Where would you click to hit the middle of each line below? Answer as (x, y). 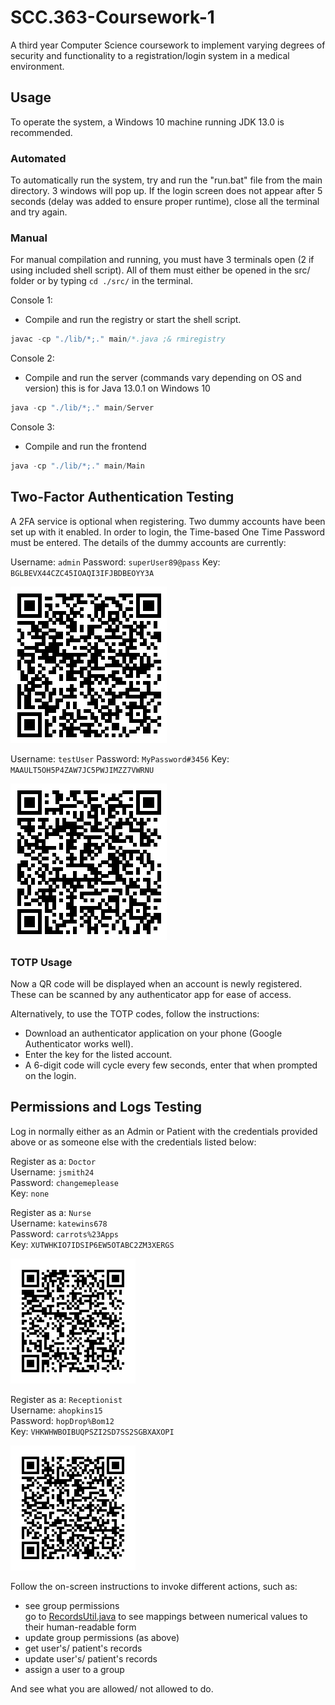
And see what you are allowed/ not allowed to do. (112, 1688)
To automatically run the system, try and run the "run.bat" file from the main (166, 180)
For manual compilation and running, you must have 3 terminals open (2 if (162, 260)
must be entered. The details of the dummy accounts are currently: (148, 542)
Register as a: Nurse (51, 1212)
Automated (38, 158)
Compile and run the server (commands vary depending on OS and (163, 378)
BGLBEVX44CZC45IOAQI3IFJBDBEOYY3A (82, 573)
